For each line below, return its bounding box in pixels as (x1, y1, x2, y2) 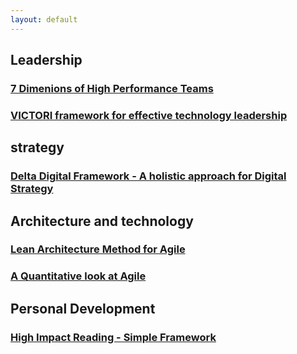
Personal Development (10, 300, 156, 317)
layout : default (10, 14, 78, 25)
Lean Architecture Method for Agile (10, 242, 186, 256)
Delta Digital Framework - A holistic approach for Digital (10, 169, 287, 183)
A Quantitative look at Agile (10, 269, 147, 283)
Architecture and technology (10, 212, 194, 230)
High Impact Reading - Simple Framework (10, 330, 217, 344)
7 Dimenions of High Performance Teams (10, 81, 214, 95)
